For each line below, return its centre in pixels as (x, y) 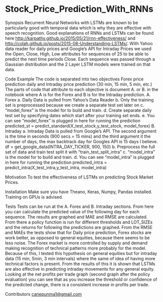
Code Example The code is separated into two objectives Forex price (74, 79)
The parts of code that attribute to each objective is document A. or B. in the (82, 89)
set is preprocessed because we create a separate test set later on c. (75, 105)
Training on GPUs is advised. (34, 197)
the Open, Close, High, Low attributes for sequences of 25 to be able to (77, 54)
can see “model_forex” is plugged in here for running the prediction (73, 121)
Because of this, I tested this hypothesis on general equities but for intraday (81, 253)
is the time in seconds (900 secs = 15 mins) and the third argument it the (78, 136)
